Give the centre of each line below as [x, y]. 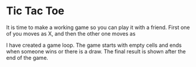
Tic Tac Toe [35, 11]
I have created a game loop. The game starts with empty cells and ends [94, 45]
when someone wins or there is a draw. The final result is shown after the [96, 51]
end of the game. [27, 58]
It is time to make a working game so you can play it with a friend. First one [98, 27]
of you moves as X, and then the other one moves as [71, 33]
